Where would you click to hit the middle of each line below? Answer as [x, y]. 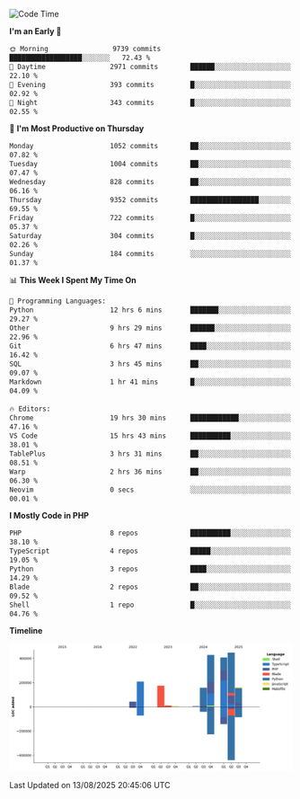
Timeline [26, 630]
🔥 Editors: [30, 409]
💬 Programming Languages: [57, 301]
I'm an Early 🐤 [35, 31]
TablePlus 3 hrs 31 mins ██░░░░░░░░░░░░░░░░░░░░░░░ [150, 454]
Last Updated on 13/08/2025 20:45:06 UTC [90, 785]
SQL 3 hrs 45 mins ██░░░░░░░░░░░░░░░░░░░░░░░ [150, 364]
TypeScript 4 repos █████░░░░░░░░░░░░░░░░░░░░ [150, 551]
